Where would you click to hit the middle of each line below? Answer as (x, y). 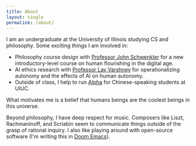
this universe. (23, 106)
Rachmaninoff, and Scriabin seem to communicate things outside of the (94, 124)
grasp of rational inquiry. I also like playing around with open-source (90, 130)
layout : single (25, 17)
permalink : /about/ (30, 22)
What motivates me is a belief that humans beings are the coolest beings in (98, 100)
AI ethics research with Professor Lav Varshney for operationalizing (97, 70)
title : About (22, 12)
